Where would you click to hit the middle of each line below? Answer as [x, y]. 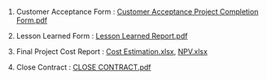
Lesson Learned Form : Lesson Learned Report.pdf [102, 36]
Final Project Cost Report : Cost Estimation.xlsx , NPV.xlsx [112, 51]
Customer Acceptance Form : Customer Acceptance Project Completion [137, 12]
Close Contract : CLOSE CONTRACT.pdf [84, 67]
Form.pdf [32, 20]
